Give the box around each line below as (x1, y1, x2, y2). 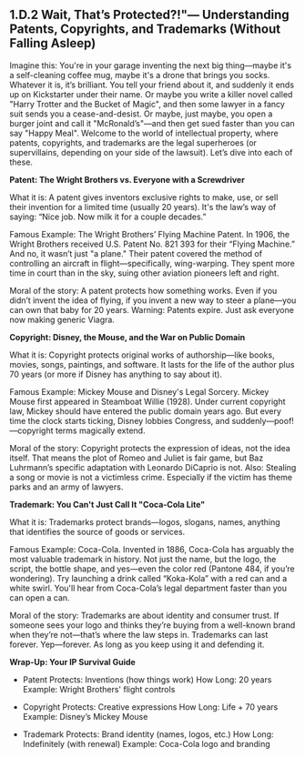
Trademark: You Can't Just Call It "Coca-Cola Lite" (9, 499, 206, 510)
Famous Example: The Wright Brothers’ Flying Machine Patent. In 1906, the (9, 228, 290, 239)
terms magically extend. (55, 425, 146, 436)
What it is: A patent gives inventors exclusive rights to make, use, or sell (9, 191, 279, 203)
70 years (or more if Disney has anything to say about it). (9, 369, 223, 379)
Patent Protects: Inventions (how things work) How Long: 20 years (22, 673, 272, 685)
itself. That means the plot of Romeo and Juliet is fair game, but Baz (9, 452, 264, 463)
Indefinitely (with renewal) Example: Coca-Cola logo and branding (22, 738, 270, 749)
